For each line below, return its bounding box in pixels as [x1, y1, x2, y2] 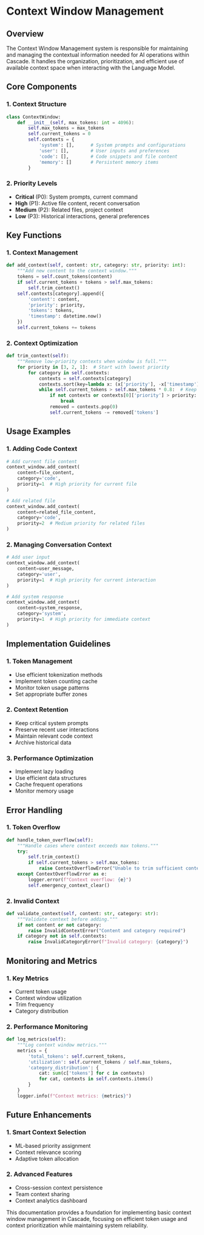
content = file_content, [17, 470, 75, 476]
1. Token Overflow [6, 823, 61, 832]
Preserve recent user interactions [15, 726, 99, 733]
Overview [6, 29, 44, 39]
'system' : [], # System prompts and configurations [38, 142, 186, 149]
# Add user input [6, 554, 50, 561]
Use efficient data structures [15, 774, 87, 782]
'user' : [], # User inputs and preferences [38, 147, 170, 154]
